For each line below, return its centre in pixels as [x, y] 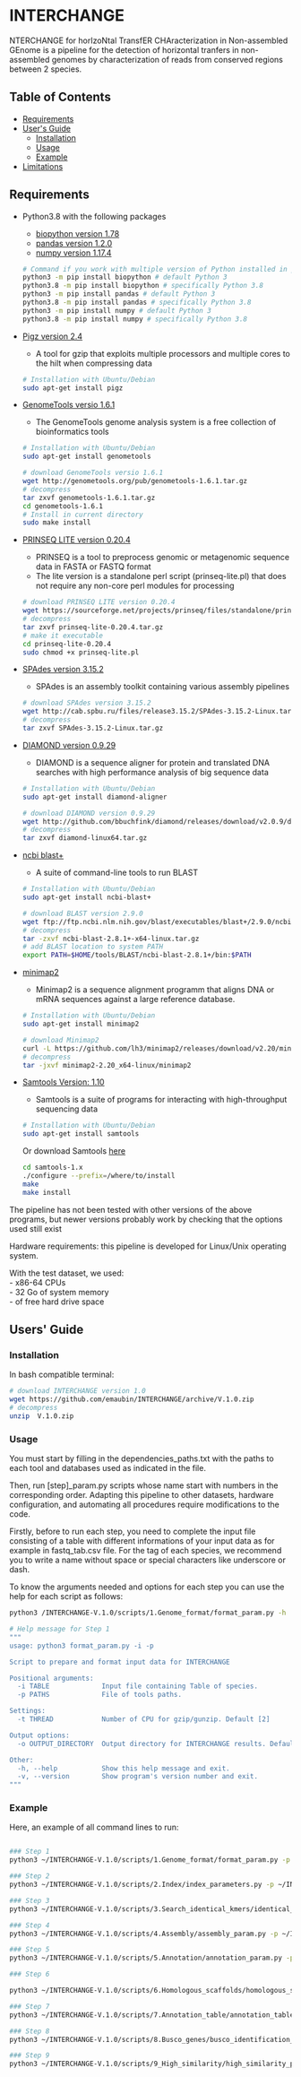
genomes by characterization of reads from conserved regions [168, 59]
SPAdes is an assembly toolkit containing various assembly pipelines [162, 687]
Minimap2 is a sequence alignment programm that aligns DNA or [155, 990]
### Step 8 [30, 2031]
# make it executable [62, 636]
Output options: [39, 1735]
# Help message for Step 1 [60, 1629]
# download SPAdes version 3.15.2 [86, 703]
